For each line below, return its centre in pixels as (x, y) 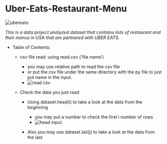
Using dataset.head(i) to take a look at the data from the (85, 102)
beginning (38, 107)
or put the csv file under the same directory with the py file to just (94, 72)
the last (35, 137)
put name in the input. (50, 77)
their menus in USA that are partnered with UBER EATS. (62, 37)
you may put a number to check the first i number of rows (94, 117)
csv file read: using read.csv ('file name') (62, 57)
